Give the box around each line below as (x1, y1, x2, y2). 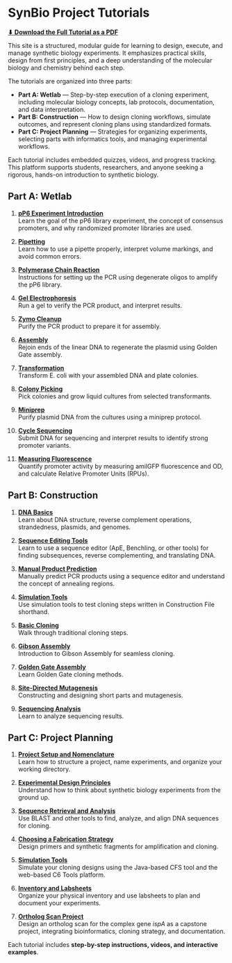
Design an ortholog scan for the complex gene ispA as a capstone (17, 920, 207, 928)
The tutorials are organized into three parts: (8, 76, 133, 85)
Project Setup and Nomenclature (17, 750, 115, 759)
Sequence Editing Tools (17, 536, 88, 544)
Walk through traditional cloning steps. (17, 628, 129, 637)
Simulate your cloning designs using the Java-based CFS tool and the (17, 864, 218, 872)
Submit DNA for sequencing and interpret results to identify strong (17, 433, 208, 442)
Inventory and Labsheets (17, 884, 92, 893)
